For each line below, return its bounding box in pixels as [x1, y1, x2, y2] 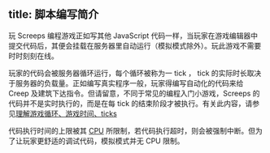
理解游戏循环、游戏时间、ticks [15, 108, 118, 118]
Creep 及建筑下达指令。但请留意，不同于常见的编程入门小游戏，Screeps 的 [8, 88, 260, 98]
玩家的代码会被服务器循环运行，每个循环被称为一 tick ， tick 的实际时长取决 [8, 68, 262, 78]
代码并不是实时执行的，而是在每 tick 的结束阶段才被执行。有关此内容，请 [8, 98, 253, 108]
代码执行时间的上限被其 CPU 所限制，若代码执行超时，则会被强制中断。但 [8, 125, 256, 135]
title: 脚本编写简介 [8, 7, 99, 22]
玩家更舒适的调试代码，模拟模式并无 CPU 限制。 [22, 136, 185, 146]
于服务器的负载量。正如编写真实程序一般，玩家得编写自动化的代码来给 [8, 78, 244, 87]
